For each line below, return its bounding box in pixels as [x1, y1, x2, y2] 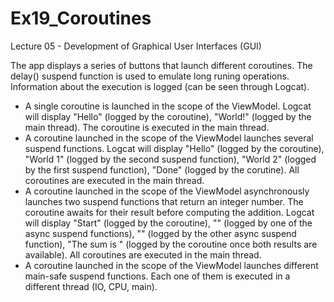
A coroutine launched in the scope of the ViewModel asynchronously [24, 185, 310, 197]
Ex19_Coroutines [10, 7, 152, 30]
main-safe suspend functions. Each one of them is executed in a [24, 270, 291, 282]
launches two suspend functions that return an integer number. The [24, 195, 304, 207]
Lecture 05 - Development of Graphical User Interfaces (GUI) [10, 40, 262, 52]
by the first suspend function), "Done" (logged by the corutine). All [24, 163, 300, 176]
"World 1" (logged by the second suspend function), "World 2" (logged [24, 153, 317, 165]
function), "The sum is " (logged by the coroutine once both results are [24, 238, 318, 250]
